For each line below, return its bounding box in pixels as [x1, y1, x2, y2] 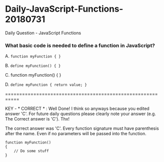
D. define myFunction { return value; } [5, 81, 87, 87]
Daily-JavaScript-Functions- [5, 3, 123, 15]
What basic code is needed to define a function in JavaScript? [5, 42, 155, 49]
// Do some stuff [14, 149, 49, 154]
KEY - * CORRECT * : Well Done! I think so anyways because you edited [5, 106, 150, 112]
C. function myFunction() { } [5, 72, 61, 78]
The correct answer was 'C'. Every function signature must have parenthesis [5, 125, 159, 131]
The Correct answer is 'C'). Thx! [5, 116, 70, 122]
